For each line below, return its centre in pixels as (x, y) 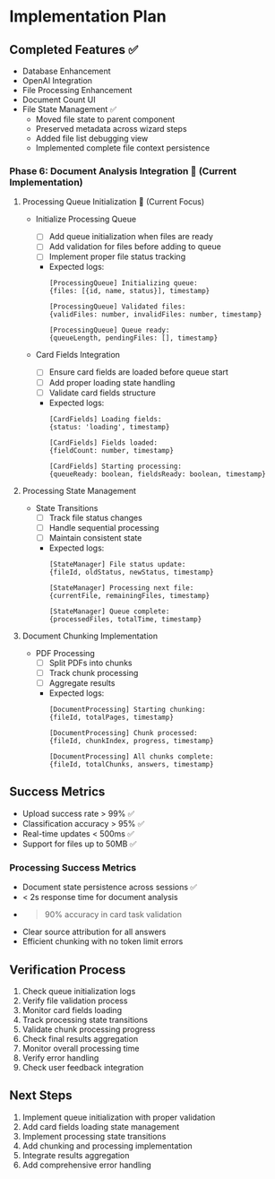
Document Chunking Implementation (90, 636)
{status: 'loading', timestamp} (109, 427)
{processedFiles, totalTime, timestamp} (125, 619)
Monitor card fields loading (72, 1010)
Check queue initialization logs (79, 991)
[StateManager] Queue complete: (109, 611)
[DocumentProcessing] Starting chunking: (127, 710)
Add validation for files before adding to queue (135, 247)
